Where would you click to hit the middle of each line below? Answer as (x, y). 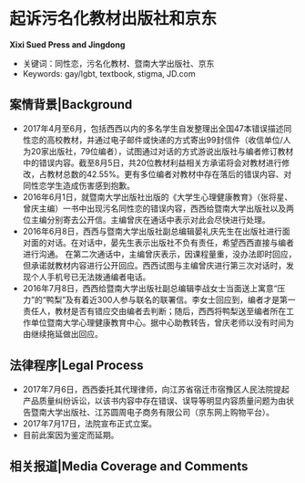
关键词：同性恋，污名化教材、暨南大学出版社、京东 (118, 63)
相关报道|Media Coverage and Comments (129, 466)
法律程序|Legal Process (76, 366)
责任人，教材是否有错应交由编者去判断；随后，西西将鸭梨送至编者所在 (154, 310)
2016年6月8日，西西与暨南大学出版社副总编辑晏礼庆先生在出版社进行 (152, 231)
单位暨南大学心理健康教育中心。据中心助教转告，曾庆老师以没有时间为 (162, 322)
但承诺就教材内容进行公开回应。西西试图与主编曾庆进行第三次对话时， (154, 265)
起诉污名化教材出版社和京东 (113, 19)
